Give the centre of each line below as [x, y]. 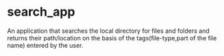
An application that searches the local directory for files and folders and [109, 31]
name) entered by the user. [45, 45]
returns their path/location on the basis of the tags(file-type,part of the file [112, 38]
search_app [41, 12]
